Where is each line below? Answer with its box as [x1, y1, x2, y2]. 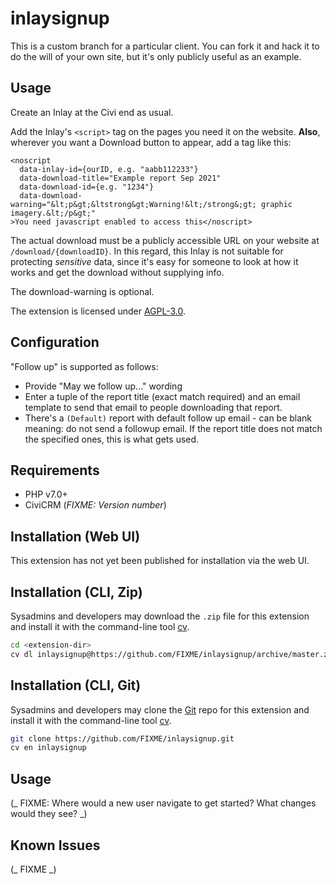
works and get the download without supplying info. [10, 266, 225, 278]
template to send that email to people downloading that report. [24, 401, 283, 413]
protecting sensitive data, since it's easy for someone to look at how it [10, 255, 299, 267]
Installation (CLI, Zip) [10, 583, 143, 601]
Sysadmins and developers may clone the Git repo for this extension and [10, 703, 310, 716]
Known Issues [10, 837, 101, 854]
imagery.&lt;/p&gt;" [10, 208, 97, 218]
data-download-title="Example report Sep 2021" [19, 173, 222, 183]
